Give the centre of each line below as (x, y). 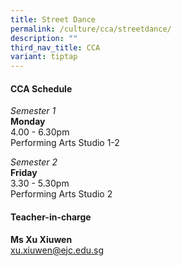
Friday (24, 173)
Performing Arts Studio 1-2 (65, 143)
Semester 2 (34, 162)
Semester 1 (33, 111)
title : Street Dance (53, 19)
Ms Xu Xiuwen (41, 239)
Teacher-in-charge (51, 217)
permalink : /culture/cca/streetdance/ (91, 29)
